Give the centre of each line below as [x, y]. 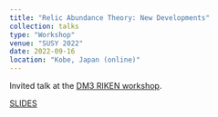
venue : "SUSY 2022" [47, 43]
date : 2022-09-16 [42, 52]
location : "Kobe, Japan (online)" [75, 60]
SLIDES [24, 103]
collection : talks [44, 26]
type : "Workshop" [42, 34]
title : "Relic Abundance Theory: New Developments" [109, 18]
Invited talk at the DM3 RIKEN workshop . [86, 86]
